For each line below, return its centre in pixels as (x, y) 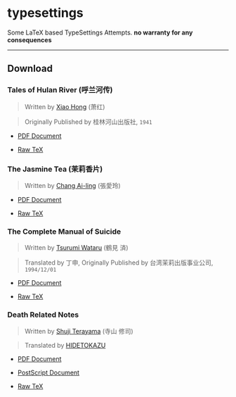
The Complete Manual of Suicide (64, 232)
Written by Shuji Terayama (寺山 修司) (79, 331)
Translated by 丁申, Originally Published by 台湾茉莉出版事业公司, (119, 263)
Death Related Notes (43, 315)
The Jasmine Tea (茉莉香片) (55, 169)
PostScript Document (48, 372)
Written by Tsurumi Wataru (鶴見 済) (76, 248)
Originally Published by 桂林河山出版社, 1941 (88, 122)
